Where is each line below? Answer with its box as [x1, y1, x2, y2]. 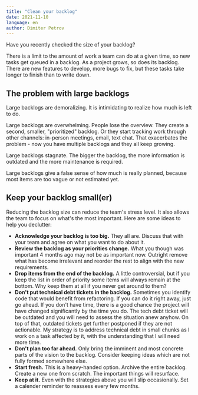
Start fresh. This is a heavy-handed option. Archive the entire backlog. [14, 363, 187, 371]
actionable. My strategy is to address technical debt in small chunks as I [14, 326, 190, 333]
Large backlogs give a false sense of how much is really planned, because [6, 170, 187, 177]
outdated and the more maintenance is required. [6, 158, 123, 165]
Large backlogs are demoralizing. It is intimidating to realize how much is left [6, 104, 192, 111]
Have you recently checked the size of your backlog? [6, 41, 136, 48]
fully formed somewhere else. [14, 357, 87, 364]
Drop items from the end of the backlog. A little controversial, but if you [14, 270, 190, 277]
